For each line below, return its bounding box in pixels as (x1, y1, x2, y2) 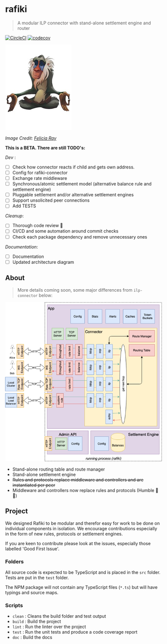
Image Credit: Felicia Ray (5, 135, 57, 141)
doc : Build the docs (12, 635, 53, 641)
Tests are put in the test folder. (5, 574, 69, 580)
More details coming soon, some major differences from (17, 287, 133, 293)
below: (39, 292, 53, 298)
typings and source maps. (5, 589, 59, 595)
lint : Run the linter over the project (12, 624, 86, 630)
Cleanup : (5, 213, 24, 219)
